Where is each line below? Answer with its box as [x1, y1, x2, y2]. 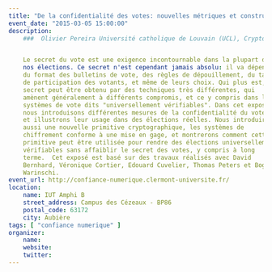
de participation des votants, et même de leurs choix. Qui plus [23, 78, 249, 86]
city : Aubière [23, 213, 70, 222]
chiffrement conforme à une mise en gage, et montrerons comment [23, 131, 249, 140]
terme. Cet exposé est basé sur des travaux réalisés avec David [23, 153, 252, 161]
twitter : [23, 251, 53, 259]
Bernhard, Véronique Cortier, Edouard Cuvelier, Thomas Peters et [23, 161, 252, 169]
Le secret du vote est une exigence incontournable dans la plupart [23, 56, 259, 65]
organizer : [8, 228, 45, 236]
